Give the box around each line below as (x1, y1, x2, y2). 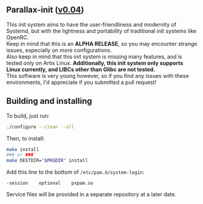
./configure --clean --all (6, 124, 75, 130)
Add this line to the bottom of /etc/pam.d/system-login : (6, 168, 145, 176)
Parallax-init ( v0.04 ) (6, 5, 84, 15)
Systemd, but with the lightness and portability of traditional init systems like (6, 27, 197, 34)
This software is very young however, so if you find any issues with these (6, 72, 189, 79)
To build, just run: (6, 112, 50, 120)
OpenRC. (6, 33, 29, 41)
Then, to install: (6, 135, 45, 142)
